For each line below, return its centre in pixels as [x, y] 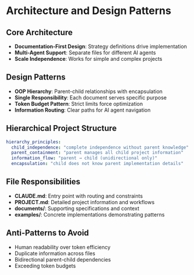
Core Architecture [39, 32]
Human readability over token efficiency [62, 247]
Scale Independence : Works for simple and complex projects [88, 59]
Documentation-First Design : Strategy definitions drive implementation [101, 46]
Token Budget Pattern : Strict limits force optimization [79, 104]
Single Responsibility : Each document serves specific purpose [91, 97]
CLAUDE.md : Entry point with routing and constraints [79, 196]
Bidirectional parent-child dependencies [63, 259]
